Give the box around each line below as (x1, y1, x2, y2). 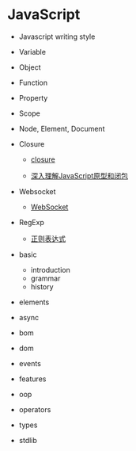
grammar (30, 273, 61, 283)
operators (18, 404, 51, 414)
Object (18, 62, 41, 72)
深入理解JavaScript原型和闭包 (30, 170, 128, 180)
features (18, 374, 47, 384)
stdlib (18, 435, 37, 445)
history (30, 281, 54, 291)
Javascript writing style (18, 32, 96, 41)
